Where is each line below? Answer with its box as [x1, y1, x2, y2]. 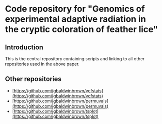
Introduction [5, 43, 44, 51]
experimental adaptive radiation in [5, 14, 146, 25]
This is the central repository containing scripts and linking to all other [5, 56, 145, 61]
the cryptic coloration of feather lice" [5, 24, 158, 35]
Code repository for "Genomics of [5, 3, 145, 14]
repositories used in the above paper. [5, 61, 80, 67]
